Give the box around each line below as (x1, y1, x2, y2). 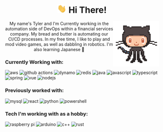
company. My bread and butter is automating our (10, 31, 108, 37)
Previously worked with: (5, 87, 64, 94)
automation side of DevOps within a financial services (5, 26, 113, 32)
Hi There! (68, 4, 107, 16)
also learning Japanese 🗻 (33, 47, 84, 53)
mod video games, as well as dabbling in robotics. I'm (5, 41, 113, 47)
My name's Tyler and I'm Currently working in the (9, 21, 109, 27)
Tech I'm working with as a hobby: (5, 110, 88, 117)
